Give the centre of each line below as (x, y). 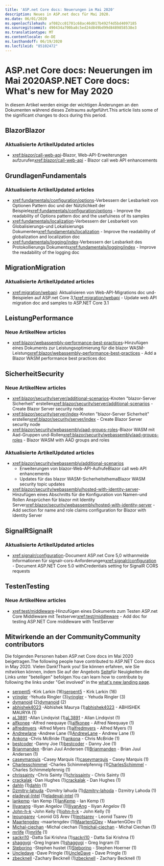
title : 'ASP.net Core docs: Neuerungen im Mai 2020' (60, 10)
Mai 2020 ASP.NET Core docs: (67, 81)
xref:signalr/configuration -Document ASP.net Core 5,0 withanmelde (81, 555)
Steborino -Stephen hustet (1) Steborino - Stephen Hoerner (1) (74, 848)
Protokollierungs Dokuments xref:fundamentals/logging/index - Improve (84, 247)
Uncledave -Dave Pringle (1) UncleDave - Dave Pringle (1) (70, 853)
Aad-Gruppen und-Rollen (38, 435)
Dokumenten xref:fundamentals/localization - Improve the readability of (84, 231)
